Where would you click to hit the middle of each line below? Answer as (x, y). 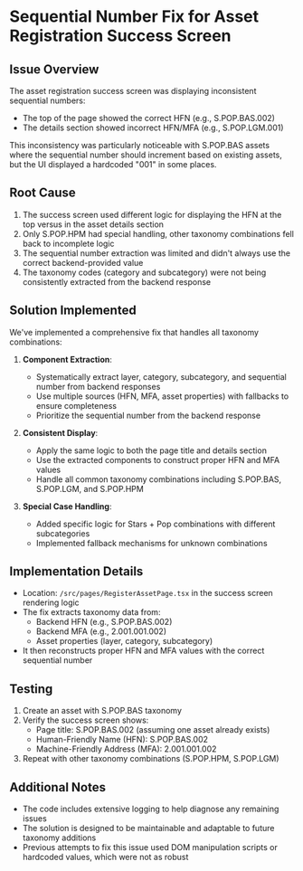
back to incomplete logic (68, 243)
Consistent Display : (60, 432)
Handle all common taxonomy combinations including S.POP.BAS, (159, 479)
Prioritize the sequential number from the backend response (148, 415)
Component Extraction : (67, 359)
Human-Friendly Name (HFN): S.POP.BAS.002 (122, 740)
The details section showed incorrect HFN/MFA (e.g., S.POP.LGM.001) (153, 128)
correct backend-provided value (83, 262)
